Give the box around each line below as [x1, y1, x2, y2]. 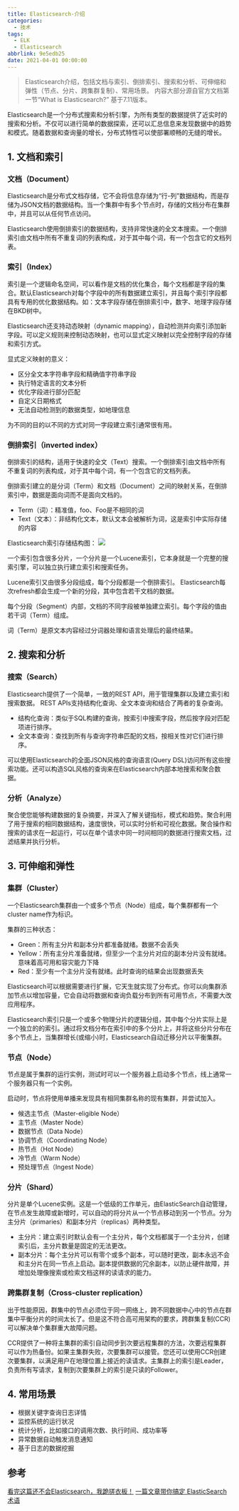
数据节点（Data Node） [17, 1127, 87, 1135]
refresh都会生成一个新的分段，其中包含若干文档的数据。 [13, 587, 179, 595]
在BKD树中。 [7, 306, 46, 314]
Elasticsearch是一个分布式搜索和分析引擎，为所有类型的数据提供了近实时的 [7, 110, 228, 118]
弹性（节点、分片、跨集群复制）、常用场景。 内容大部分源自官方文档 [24, 86, 223, 95]
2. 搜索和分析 [7, 649, 65, 661]
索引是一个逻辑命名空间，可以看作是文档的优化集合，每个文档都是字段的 [7, 280, 219, 288]
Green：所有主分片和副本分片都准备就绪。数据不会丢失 [17, 940, 179, 948]
